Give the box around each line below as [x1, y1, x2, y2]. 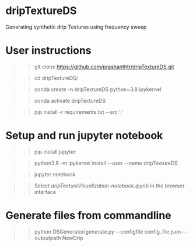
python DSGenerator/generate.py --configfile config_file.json [34, 228, 181, 235]
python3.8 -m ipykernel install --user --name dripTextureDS [34, 159, 178, 166]
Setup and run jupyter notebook [5, 129, 163, 142]
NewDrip [62, 234, 84, 241]
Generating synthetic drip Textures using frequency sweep [5, 23, 147, 30]
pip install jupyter [34, 148, 76, 155]
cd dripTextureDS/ [34, 74, 78, 81]
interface [34, 188, 57, 195]
